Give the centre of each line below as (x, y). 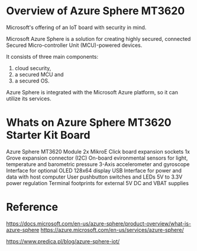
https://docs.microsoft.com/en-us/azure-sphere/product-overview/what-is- (98, 223)
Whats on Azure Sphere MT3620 (89, 123)
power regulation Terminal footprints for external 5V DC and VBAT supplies (98, 183)
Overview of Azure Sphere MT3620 (96, 11)
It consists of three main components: (52, 56)
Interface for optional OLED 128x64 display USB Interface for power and (94, 170)
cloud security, (33, 68)
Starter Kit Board (48, 135)
